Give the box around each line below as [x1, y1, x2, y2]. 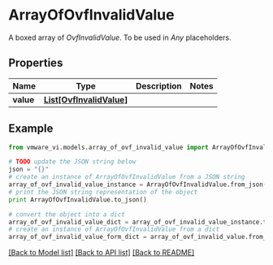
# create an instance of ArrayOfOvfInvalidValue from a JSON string [8, 173, 245, 181]
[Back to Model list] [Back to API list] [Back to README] [8, 248, 195, 258]
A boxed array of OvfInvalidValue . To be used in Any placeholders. [8, 33, 232, 42]
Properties [8, 56, 63, 70]
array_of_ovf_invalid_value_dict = [8, 218, 129, 226]
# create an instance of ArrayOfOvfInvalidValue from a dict [8, 225, 220, 233]
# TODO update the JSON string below [8, 158, 136, 166]
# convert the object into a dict [8, 210, 126, 219]
